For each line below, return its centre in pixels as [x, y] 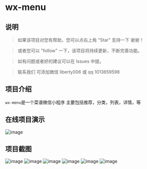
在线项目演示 [25, 120]
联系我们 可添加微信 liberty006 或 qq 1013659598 [68, 72]
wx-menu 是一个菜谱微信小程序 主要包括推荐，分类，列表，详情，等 [73, 102]
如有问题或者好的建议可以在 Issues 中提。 [61, 61]
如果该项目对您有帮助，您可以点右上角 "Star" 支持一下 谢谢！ [81, 40]
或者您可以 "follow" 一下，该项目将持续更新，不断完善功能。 [80, 51]
